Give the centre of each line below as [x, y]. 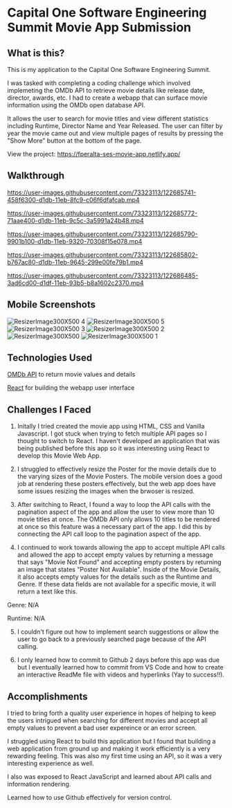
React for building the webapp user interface [71, 388]
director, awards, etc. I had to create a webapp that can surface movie [107, 98]
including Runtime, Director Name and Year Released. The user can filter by [115, 126]
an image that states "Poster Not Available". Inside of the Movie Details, [119, 570]
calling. [27, 647]
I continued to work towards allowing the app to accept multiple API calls [121, 548]
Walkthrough [36, 176]
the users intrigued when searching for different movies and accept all [107, 721]
